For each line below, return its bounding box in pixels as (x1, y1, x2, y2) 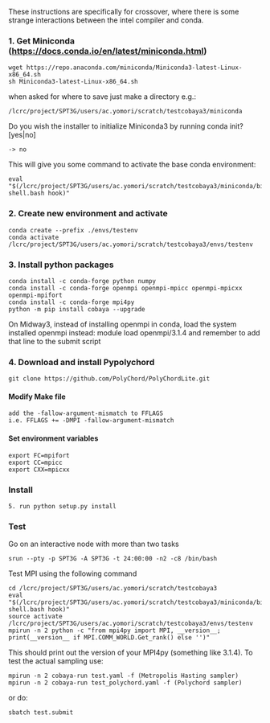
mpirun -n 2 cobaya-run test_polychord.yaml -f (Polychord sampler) (8, 679, 243, 687)
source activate (8, 613, 63, 621)
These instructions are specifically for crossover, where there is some (8, 7, 239, 16)
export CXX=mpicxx (8, 466, 70, 474)
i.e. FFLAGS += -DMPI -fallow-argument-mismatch (8, 417, 174, 425)
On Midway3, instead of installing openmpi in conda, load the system (8, 319, 237, 329)
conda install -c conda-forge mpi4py (8, 298, 135, 306)
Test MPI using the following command (8, 569, 137, 578)
